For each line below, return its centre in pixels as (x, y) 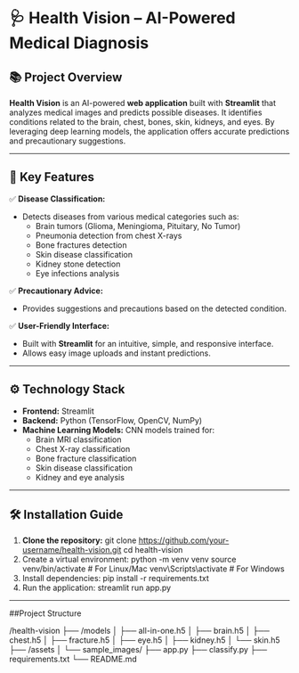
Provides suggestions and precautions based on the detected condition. (154, 308)
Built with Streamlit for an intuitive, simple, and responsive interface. (148, 343)
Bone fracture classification (86, 458)
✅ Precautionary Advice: (57, 291)
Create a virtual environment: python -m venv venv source (129, 560)
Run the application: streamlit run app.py (97, 588)
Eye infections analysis (77, 273)
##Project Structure (45, 613)
